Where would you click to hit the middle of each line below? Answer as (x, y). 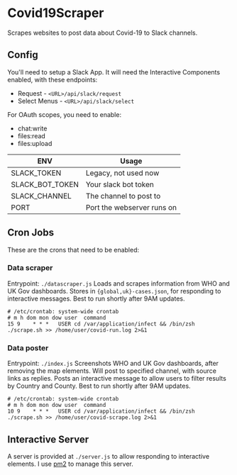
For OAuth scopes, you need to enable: (65, 114)
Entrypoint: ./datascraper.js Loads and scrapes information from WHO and (119, 283)
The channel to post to (123, 196)
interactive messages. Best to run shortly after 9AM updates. (97, 298)
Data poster (28, 347)
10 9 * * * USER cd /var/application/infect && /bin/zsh (101, 412)
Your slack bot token (120, 184)
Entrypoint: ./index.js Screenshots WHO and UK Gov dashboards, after (113, 364)
